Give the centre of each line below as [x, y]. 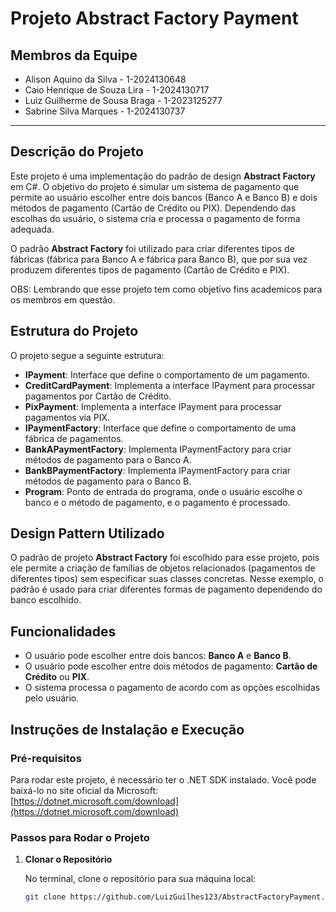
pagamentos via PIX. [67, 417]
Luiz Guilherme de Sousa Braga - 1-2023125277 [123, 100]
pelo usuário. [52, 698]
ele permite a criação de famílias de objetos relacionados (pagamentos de [163, 568]
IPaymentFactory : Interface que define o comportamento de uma [160, 428]
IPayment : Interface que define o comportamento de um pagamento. [167, 374]
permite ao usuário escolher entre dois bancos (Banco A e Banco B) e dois [164, 197]
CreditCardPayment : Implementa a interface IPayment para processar [170, 385]
